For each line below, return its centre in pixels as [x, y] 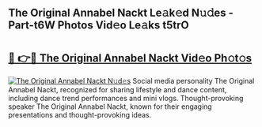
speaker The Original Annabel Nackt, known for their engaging [110, 106]
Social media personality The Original [194, 81]
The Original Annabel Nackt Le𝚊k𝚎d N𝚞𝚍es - [121, 13]
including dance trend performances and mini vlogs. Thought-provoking [126, 98]
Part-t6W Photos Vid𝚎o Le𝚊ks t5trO [99, 26]
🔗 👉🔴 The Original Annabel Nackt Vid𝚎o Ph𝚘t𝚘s [130, 58]
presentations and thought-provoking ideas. [80, 115]
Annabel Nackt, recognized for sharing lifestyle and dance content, [118, 90]
